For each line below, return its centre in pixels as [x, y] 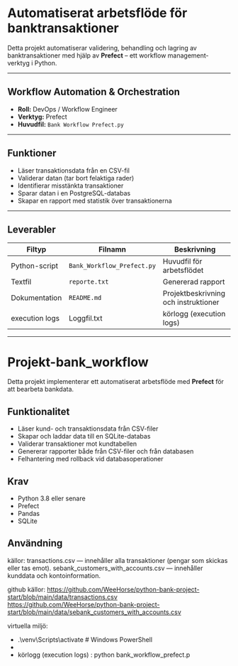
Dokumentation [36, 298]
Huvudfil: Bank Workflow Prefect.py [70, 124]
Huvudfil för [182, 262]
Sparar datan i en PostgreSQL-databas [74, 193]
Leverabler [32, 229]
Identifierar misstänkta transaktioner [70, 186]
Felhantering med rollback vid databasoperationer [91, 459]
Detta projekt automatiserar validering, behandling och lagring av [102, 48]
